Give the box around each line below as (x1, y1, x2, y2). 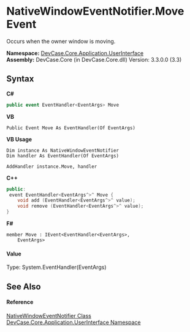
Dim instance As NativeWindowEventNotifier (6, 147, 120, 154)
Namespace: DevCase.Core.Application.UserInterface (6, 49, 144, 56)
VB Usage (6, 135, 32, 143)
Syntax (6, 74, 34, 84)
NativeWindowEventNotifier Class (6, 312, 92, 319)
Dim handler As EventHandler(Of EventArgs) (6, 153, 120, 159)
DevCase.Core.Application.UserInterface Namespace (6, 319, 141, 326)
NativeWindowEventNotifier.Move (6, 4, 184, 18)
